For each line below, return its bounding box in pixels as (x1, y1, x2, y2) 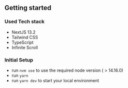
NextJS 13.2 (11, 29, 36, 35)
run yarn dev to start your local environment (11, 77, 100, 83)
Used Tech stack (4, 18, 44, 25)
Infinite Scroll (11, 44, 38, 50)
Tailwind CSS (11, 34, 38, 40)
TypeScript (11, 39, 34, 45)
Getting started (4, 4, 52, 12)
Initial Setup (4, 56, 33, 63)
